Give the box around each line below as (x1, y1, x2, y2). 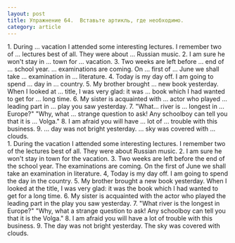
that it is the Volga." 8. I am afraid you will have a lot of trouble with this (7, 214, 213, 223)
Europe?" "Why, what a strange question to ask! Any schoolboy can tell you (7, 206, 227, 215)
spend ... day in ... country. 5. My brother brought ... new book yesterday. (7, 80, 220, 88)
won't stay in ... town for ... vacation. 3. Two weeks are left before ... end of (7, 58, 224, 66)
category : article (7, 23, 61, 30)
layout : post (7, 10, 46, 18)
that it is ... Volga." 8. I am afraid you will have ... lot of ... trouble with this (7, 117, 218, 126)
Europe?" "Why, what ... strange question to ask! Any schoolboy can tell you (7, 110, 228, 118)
